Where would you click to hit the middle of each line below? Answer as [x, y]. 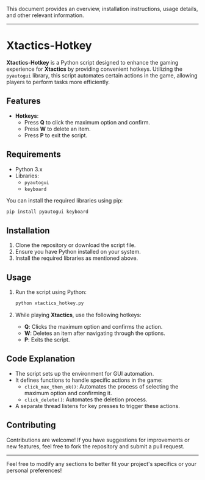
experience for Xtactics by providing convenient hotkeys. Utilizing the [95, 69]
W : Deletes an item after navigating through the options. [95, 333]
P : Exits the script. [47, 339]
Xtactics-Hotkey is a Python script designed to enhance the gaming [92, 62]
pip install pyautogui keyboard [47, 212]
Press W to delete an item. [57, 129]
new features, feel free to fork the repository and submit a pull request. [95, 446]
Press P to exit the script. [56, 135]
